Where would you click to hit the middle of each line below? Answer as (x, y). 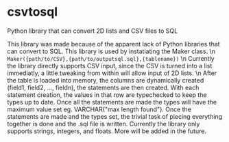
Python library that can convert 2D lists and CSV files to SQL (93, 31)
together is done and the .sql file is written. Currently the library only (104, 124)
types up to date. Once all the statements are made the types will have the (112, 102)
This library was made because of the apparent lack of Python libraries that (114, 44)
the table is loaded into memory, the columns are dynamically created (106, 80)
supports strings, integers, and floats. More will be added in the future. (107, 131)
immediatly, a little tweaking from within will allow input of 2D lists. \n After (112, 73)
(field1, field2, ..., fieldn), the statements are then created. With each (103, 87)
